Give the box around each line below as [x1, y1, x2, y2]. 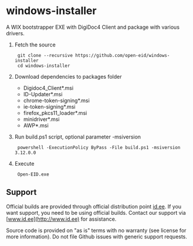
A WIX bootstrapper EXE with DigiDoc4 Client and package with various [6, 23, 180, 31]
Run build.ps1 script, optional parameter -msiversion [14, 133, 141, 140]
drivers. [6, 29, 25, 36]
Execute [14, 160, 35, 167]
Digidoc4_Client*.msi [23, 84, 74, 92]
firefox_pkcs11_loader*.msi [23, 109, 87, 116]
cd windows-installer [17, 63, 70, 69]
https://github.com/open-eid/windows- [75, 52, 170, 58]
